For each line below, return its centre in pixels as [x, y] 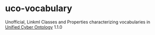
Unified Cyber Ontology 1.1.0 [34, 27]
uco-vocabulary [39, 9]
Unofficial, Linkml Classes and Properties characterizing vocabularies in [78, 22]
